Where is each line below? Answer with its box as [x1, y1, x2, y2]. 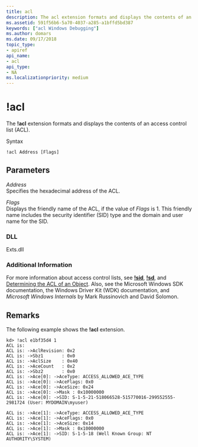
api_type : [6, 63, 31, 70]
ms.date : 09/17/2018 [6, 36, 57, 42]
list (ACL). [6, 126, 31, 133]
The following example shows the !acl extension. [6, 326, 125, 333]
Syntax [6, 138, 24, 145]
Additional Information [6, 261, 73, 269]
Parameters [6, 165, 50, 175]
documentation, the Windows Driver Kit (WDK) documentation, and [6, 287, 170, 294]
